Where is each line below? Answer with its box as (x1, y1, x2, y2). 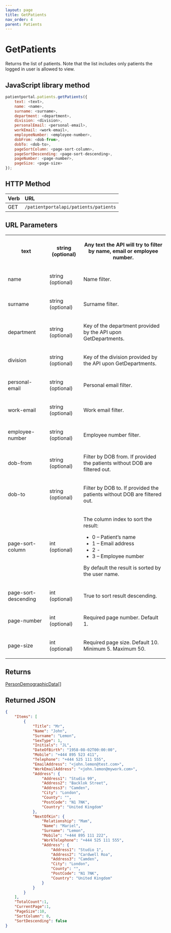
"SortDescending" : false (14, 918, 67, 923)
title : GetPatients (5, 12, 47, 17)
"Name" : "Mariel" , (41, 823, 81, 829)
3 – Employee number (92, 553, 145, 560)
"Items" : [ (14, 714, 38, 720)
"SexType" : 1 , (32, 738, 63, 743)
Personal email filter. (83, 381, 132, 389)
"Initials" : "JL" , (32, 743, 72, 748)
